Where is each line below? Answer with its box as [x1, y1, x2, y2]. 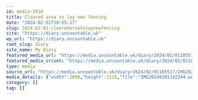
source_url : [6, 69, 35, 75]
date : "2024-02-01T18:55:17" [6, 19, 78, 25]
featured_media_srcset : [6, 58, 65, 64]
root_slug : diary [6, 42, 49, 48]
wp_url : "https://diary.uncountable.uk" [6, 36, 107, 42]
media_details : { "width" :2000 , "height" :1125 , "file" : [6, 74, 138, 80]
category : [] [6, 80, 38, 86]
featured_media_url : [6, 52, 57, 58]
